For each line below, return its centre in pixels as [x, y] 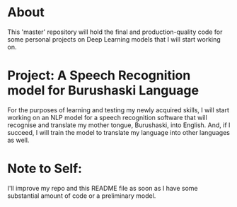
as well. [18, 140]
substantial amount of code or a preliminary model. [82, 196]
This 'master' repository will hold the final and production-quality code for [115, 32]
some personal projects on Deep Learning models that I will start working [114, 39]
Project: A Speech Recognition [99, 76]
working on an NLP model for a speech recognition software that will [107, 117]
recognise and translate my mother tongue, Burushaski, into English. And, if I [119, 125]
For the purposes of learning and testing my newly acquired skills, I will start [118, 110]
